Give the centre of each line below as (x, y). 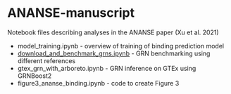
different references (46, 60)
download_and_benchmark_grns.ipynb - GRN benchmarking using (114, 53)
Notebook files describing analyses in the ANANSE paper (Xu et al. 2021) (113, 32)
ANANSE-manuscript (71, 13)
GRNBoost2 (35, 76)
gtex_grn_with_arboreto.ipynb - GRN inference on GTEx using (107, 68)
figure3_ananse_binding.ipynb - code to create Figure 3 (98, 83)
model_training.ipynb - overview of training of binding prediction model (120, 46)
